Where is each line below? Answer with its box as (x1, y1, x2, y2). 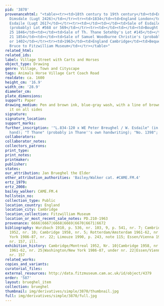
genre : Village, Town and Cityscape (5, 66, 80, 71)
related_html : (5, 48, 34, 53)
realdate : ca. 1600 (5, 75, 45, 80)
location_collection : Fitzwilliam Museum (5, 212, 91, 217)
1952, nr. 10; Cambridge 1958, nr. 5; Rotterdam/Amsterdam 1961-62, (9, 230, 152, 235)
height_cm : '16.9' (5, 80, 42, 85)
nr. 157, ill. (9, 239, 38, 244)
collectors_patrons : (5, 144, 47, 149)
